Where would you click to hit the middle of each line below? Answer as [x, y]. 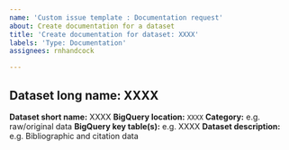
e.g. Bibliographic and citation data [74, 136]
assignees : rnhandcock [52, 51]
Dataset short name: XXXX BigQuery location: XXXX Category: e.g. [135, 117]
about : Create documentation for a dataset [92, 26]
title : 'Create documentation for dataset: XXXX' [104, 34]
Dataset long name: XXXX [84, 95]
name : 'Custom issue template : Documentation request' [116, 18]
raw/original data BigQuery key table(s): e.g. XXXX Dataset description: [145, 126]
